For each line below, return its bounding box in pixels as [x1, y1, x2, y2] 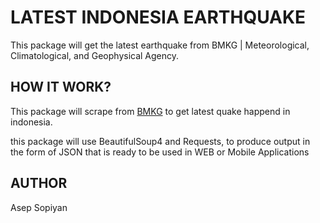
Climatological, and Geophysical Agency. [10, 49, 180, 61]
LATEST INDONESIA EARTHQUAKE [10, 6, 307, 29]
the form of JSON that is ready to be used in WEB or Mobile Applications [10, 146, 310, 158]
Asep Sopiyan [10, 201, 68, 213]
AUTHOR [10, 175, 68, 192]
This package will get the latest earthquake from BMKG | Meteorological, [10, 39, 310, 51]
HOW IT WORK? [10, 79, 112, 96]
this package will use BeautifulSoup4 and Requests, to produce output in [10, 135, 311, 147]
